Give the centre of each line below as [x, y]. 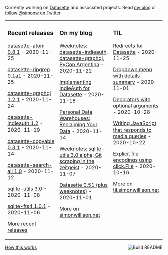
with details [127, 76]
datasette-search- [30, 165]
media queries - [132, 136]
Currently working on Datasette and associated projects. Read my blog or [81, 7]
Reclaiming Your [79, 124]
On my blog [76, 33]
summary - [126, 82]
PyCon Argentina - [82, 64]
